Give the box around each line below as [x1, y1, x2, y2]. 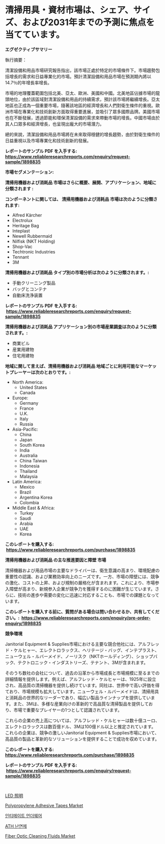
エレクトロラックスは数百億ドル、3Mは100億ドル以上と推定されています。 [5, 723, 156, 730]
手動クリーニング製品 [12, 280, 55, 286]
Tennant [12, 254, 29, 260]
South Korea [19, 442, 45, 448]
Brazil [19, 489, 31, 495]
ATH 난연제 [5, 823, 27, 829]
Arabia [19, 521, 33, 527]
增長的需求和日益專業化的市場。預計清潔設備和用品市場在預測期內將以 [9, 73, 151, 79]
